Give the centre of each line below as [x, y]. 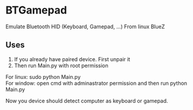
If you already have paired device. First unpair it [72, 59]
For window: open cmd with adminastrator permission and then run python [96, 83]
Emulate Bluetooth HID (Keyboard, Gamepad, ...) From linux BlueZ [85, 26]
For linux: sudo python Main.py [43, 76]
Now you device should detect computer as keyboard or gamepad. [87, 101]
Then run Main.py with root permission [61, 65]
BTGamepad [36, 10]
